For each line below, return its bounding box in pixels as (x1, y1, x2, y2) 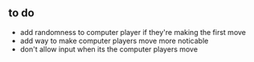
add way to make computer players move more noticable (19, 36, 209, 45)
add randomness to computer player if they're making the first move (19, 27, 247, 37)
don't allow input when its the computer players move (19, 44, 199, 54)
